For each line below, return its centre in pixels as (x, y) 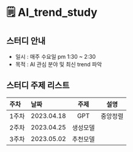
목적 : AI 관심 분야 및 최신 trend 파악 (59, 64)
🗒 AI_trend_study (52, 13)
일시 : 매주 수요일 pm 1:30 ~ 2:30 (55, 57)
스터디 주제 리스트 (38, 85)
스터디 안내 (26, 41)
